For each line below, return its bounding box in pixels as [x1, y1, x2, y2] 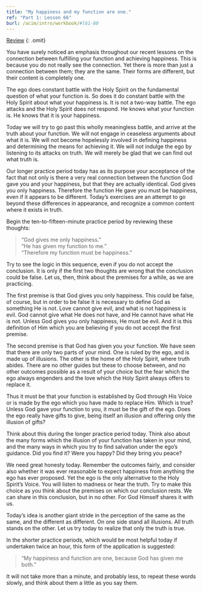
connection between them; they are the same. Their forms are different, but [6, 68, 195, 75]
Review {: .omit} [6, 37, 46, 44]
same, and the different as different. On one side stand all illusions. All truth [6, 518, 194, 525]
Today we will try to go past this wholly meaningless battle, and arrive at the [6, 124, 196, 131]
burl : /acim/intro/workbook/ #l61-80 [6, 20, 99, 26]
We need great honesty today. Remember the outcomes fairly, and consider [6, 462, 196, 469]
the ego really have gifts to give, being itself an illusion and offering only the [6, 412, 196, 419]
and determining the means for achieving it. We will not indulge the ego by [6, 143, 192, 150]
